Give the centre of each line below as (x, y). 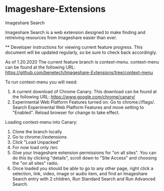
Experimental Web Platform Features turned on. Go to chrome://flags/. (83, 102)
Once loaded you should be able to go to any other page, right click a (83, 168)
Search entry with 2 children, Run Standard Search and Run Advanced (84, 179)
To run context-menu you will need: (41, 82)
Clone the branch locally (37, 131)
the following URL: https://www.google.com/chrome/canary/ (74, 97)
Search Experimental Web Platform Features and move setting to (78, 107)
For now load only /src (35, 147)
